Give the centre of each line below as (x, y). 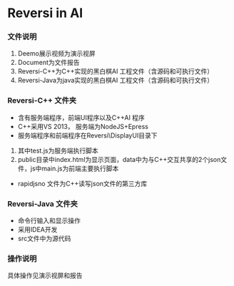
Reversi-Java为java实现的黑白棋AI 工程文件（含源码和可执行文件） (116, 81)
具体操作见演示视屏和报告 (45, 275)
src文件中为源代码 (44, 239)
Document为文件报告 (49, 63)
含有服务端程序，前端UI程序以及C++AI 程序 (81, 117)
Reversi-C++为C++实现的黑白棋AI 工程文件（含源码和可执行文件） (116, 71)
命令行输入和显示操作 (49, 221)
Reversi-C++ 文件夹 (42, 101)
